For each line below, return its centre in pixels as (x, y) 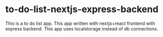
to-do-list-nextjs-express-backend (82, 9)
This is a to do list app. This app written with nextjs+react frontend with (80, 23)
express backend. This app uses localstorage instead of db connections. (82, 28)
